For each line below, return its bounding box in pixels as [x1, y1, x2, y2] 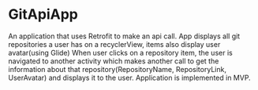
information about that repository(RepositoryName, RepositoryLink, [8, 64, 227, 74]
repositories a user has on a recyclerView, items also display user [8, 39, 221, 49]
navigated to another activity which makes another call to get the [8, 56, 219, 66]
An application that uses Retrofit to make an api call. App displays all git [8, 31, 241, 41]
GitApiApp [8, 5, 79, 23]
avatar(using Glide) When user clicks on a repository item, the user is [8, 48, 233, 57]
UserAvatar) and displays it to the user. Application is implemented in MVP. [8, 73, 251, 82]
